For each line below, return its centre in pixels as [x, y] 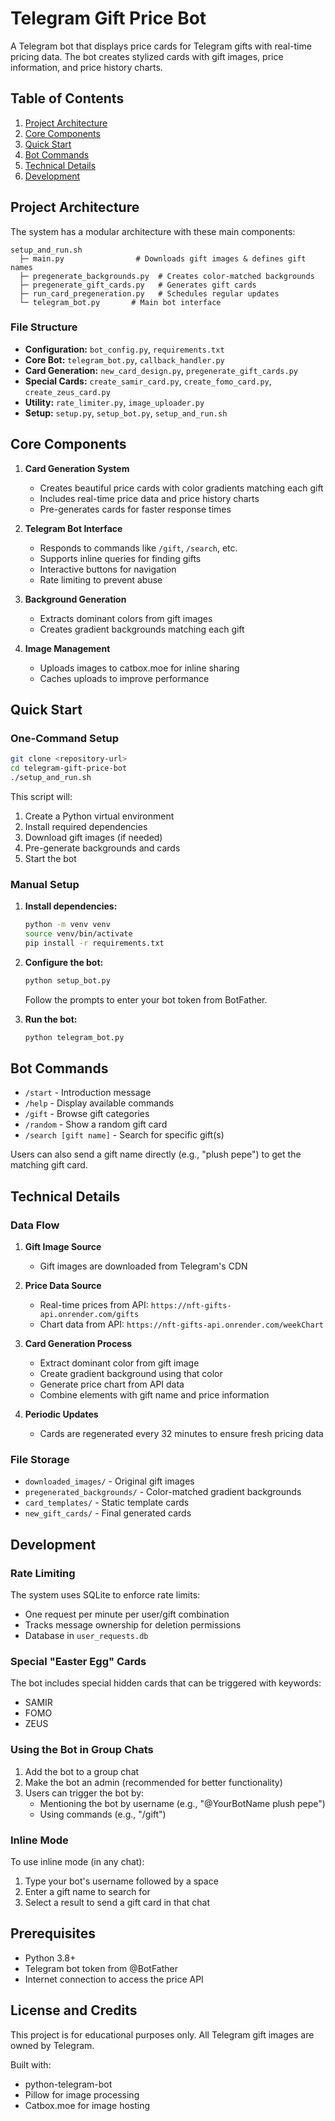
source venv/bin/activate [78, 934]
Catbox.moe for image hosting [87, 2105]
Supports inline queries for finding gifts [120, 558]
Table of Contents [67, 98]
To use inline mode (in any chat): [77, 1862]
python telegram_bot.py [74, 1037]
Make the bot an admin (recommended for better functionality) [153, 1782]
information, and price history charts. [86, 67]
